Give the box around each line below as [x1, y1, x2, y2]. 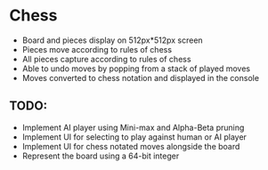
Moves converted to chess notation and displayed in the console [21, 72, 260, 83]
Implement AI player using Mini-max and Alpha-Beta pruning [21, 122, 245, 133]
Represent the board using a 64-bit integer [21, 150, 180, 161]
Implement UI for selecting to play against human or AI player [21, 131, 248, 142]
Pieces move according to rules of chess [21, 44, 172, 54]
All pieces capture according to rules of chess [21, 53, 191, 64]
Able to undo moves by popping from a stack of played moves [21, 63, 251, 74]
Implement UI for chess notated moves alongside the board [21, 141, 240, 151]
